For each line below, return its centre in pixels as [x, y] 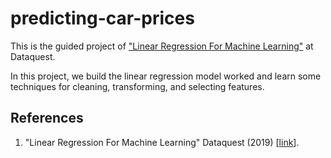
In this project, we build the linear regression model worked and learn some [166, 76]
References [47, 118]
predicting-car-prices [102, 18]
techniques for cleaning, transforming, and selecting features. [137, 86]
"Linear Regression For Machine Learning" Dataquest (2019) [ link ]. [162, 142]
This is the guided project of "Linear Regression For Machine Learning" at [162, 46]
